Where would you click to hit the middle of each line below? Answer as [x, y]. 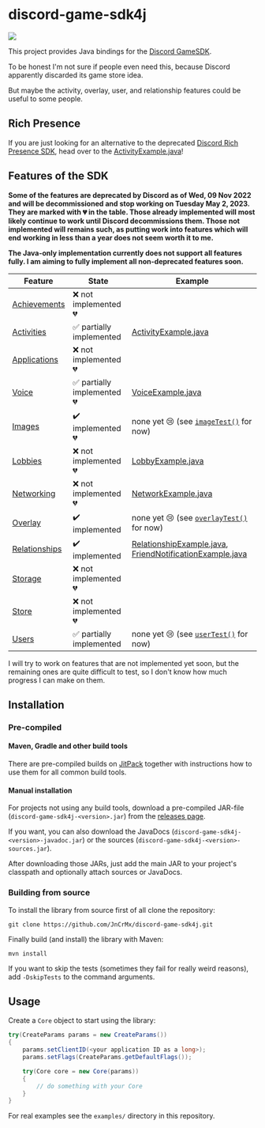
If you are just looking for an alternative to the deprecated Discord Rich [123, 142]
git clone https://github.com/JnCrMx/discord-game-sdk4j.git [111, 924]
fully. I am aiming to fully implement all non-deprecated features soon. [126, 261]
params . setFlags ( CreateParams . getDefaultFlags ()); [107, 1058]
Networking [34, 494]
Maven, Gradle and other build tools [68, 746]
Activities [30, 331]
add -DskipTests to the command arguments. [82, 977]
